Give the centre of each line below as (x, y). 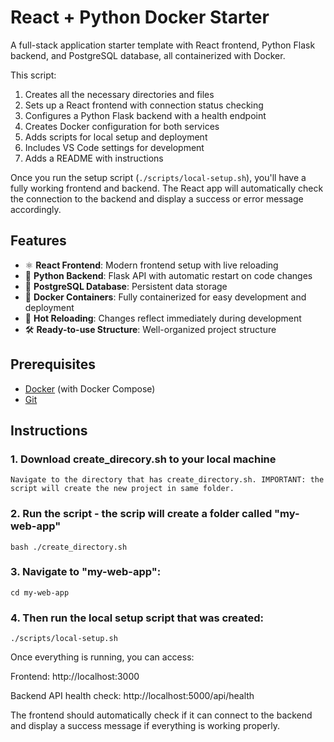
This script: (33, 75)
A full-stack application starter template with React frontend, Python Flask (163, 45)
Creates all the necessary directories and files (119, 94)
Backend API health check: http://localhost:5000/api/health (132, 696)
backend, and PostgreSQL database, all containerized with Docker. (148, 55)
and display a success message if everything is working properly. (145, 726)
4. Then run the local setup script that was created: (137, 618)
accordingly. (36, 209)
